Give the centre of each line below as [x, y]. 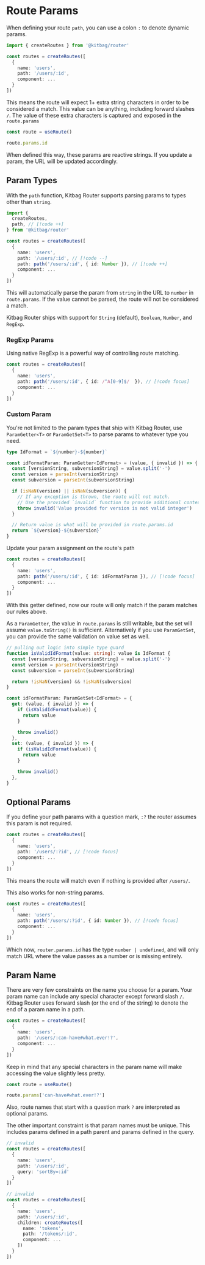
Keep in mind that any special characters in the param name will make [94, 1067]
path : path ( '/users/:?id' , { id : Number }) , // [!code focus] [98, 921]
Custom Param [29, 414]
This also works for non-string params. [55, 893]
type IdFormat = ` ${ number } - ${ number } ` [57, 452]
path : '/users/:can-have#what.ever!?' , [68, 1038]
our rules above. [27, 612]
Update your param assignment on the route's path [71, 548]
